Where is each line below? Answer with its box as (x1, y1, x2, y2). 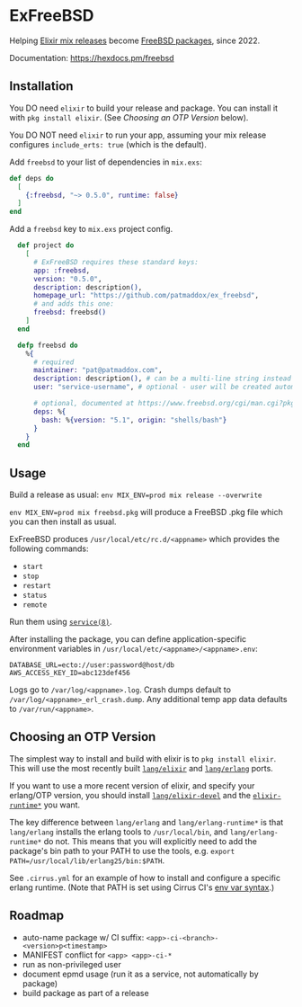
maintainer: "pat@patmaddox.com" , (32, 366, 164, 375)
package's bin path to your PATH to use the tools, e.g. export (9, 845, 235, 856)
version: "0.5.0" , (32, 274, 102, 283)
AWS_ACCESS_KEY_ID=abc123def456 (9, 669, 130, 678)
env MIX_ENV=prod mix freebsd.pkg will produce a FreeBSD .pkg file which (9, 507, 283, 518)
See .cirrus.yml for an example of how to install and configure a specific (9, 872, 281, 883)
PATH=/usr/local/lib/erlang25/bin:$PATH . (9, 855, 165, 866)
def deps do (9, 174, 54, 183)
